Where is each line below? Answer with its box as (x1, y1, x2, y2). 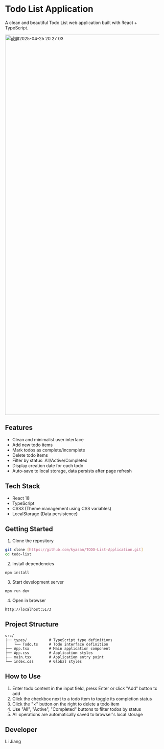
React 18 (12, 495, 30, 501)
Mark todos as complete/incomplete (12, 447, 86, 453)
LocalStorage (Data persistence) (12, 511, 78, 517)
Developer (5, 725, 38, 734)
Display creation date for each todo (12, 462, 84, 469)
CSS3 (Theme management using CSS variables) (12, 505, 112, 511)
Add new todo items (12, 442, 53, 448)
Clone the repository (12, 538, 54, 544)
